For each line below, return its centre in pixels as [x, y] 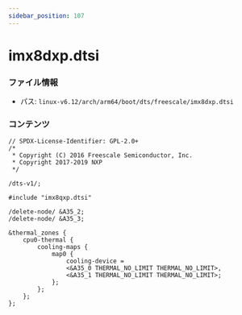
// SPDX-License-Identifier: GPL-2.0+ [73, 142]
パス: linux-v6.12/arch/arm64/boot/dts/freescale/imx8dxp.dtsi [127, 102]
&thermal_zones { [38, 233]
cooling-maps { [63, 247]
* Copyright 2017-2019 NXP [57, 163]
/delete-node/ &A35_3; [46, 219]
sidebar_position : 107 [46, 16]
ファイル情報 [33, 82]
